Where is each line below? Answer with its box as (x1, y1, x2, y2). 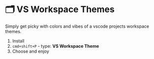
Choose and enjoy (12, 48, 50, 54)
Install (12, 38, 25, 44)
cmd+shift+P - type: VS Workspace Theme (12, 43, 100, 49)
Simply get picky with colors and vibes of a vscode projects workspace (5, 23, 150, 29)
